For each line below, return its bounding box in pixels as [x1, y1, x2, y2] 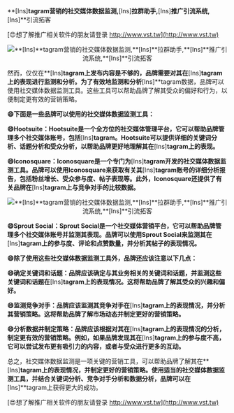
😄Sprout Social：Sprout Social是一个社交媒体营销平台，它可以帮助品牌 [7, 222, 216, 230]
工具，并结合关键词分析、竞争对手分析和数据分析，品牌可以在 [13, 375, 191, 383]
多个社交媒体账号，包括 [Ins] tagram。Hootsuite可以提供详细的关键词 [13, 133, 212, 142]
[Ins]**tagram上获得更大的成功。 [7, 384, 103, 391]
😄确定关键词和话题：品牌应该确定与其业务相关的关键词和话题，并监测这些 [7, 269, 222, 277]
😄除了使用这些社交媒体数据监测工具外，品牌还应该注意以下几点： [7, 254, 198, 262]
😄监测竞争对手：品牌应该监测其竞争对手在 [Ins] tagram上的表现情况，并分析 [7, 301, 226, 310]
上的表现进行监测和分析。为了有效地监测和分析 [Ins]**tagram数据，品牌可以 [7, 78, 225, 86]
